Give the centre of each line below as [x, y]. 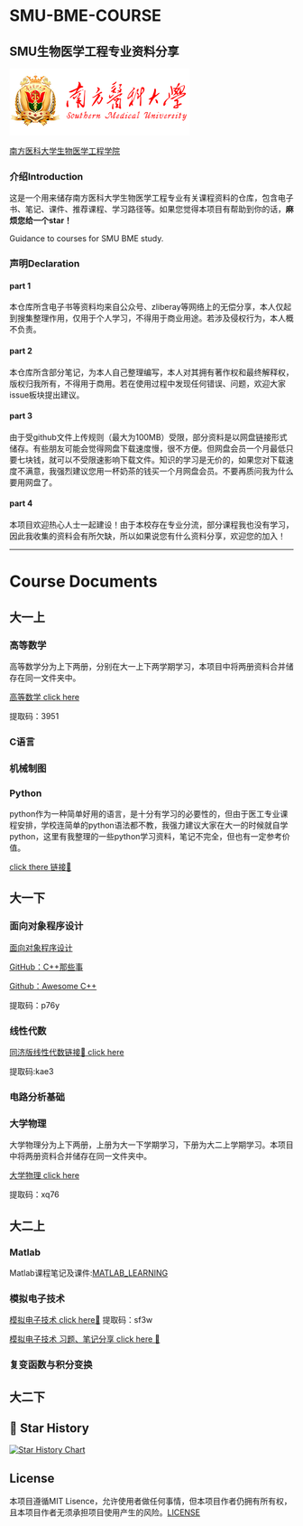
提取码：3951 [34, 716]
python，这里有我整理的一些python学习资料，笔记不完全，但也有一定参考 [146, 837]
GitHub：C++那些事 [46, 967]
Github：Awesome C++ [53, 986]
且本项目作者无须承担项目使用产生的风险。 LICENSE [105, 1512]
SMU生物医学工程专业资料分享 [94, 51]
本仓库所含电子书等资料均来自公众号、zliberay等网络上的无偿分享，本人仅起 [151, 307]
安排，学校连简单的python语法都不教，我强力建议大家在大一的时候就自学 [152, 825]
